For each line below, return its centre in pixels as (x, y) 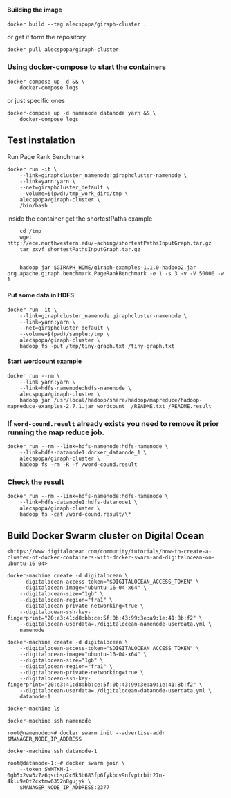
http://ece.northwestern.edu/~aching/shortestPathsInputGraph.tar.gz (110, 243)
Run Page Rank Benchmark (46, 157)
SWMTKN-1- (58, 770)
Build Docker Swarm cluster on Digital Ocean (106, 536)
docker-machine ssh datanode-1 (52, 751)
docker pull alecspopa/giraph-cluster (63, 50)
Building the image (35, 10)
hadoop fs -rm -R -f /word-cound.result (78, 465)
